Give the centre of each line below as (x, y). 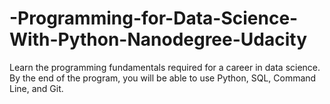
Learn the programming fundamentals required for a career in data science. (165, 67)
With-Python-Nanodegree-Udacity (158, 39)
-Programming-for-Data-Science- (154, 18)
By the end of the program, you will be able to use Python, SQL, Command (163, 78)
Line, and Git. (36, 88)
